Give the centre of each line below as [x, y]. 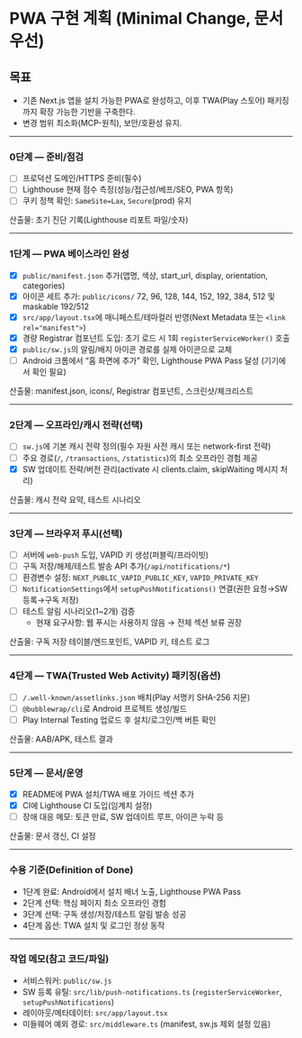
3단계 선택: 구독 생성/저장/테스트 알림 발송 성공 [104, 914]
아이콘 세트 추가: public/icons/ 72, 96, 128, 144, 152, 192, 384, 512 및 [149, 296]
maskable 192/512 [56, 306]
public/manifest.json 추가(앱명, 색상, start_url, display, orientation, [145, 275]
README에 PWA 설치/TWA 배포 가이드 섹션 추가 [108, 795]
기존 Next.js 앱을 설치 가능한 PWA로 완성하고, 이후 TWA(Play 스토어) [144, 100]
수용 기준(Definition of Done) [71, 870]
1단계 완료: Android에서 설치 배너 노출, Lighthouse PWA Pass [131, 891]
